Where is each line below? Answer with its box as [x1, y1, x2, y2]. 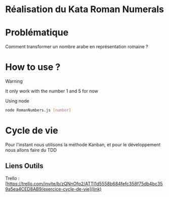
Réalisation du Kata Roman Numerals [5, 4, 164, 15]
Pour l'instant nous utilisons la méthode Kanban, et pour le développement [5, 141, 161, 148]
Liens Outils [5, 161, 44, 171]
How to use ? [5, 61, 61, 73]
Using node [5, 98, 29, 104]
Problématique [5, 27, 69, 39]
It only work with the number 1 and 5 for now [5, 88, 99, 94]
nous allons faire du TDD [5, 147, 57, 153]
